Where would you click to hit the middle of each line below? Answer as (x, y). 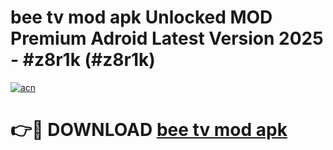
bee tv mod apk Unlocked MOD (141, 17)
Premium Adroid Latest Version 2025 (167, 38)
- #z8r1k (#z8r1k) (83, 60)
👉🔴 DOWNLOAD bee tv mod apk (149, 130)
